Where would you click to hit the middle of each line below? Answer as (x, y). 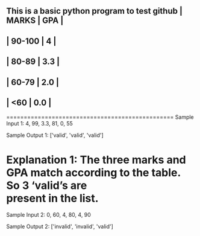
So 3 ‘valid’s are (47, 185)
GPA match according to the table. (93, 172)
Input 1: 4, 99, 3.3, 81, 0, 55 (40, 124)
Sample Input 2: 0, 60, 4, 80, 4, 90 (49, 215)
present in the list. (52, 198)
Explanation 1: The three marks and (96, 160)
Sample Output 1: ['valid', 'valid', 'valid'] (55, 135)
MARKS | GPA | (35, 21)
